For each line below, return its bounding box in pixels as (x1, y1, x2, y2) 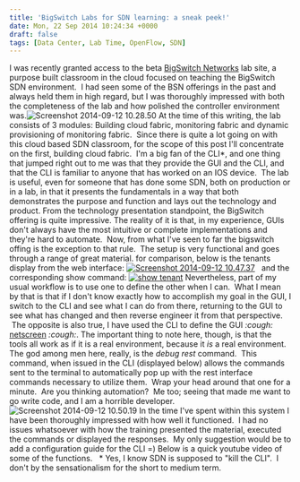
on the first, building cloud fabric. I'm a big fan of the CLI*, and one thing (9, 149, 280, 159)
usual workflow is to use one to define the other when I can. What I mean (9, 281, 281, 292)
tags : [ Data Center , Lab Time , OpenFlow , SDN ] (9, 38, 186, 47)
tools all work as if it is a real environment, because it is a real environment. (9, 339, 287, 349)
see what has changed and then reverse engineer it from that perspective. (9, 310, 284, 321)
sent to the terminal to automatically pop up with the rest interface (9, 367, 253, 378)
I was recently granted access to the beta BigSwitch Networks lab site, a (9, 63, 277, 73)
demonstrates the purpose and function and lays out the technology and (9, 196, 277, 207)
